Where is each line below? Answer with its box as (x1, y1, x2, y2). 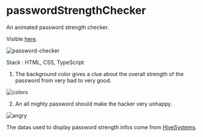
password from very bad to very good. (15, 77, 112, 84)
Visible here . (6, 35, 38, 42)
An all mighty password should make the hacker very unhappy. (15, 100, 173, 107)
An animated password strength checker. (6, 24, 109, 31)
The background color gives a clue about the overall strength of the (15, 70, 184, 77)
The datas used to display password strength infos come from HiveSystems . (6, 123, 197, 130)
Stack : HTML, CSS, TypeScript (6, 59, 84, 66)
